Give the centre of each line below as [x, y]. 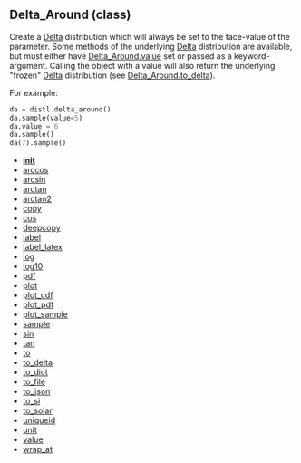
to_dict [35, 372]
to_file [34, 382]
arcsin [34, 179]
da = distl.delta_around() [60, 109]
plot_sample [45, 314]
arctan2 [37, 199]
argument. [29, 65]
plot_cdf [38, 295]
